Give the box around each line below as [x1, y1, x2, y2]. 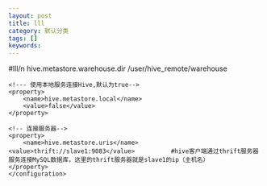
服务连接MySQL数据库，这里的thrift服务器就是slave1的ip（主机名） [8, 156, 210, 164]
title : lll [8, 19, 45, 27]
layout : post [8, 11, 52, 20]
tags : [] [8, 34, 38, 43]
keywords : [8, 42, 42, 50]
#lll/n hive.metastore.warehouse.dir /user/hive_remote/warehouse [8, 64, 227, 73]
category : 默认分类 [8, 27, 69, 35]
